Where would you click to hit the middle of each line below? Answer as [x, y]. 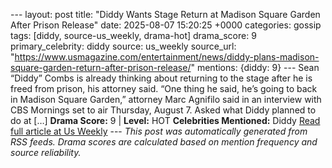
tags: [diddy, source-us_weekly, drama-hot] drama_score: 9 [133, 35]
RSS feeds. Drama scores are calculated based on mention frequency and [164, 142]
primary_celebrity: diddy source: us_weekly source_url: [123, 46]
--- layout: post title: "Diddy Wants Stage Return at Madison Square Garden [165, 14]
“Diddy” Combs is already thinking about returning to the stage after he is [161, 78]
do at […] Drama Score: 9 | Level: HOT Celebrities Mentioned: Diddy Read [165, 120]
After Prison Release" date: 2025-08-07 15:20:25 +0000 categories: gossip [166, 25]
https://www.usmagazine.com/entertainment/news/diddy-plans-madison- [167, 57]
